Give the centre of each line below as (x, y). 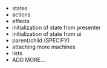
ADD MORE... (28, 60)
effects (21, 21)
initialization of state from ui (47, 34)
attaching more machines (44, 47)
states (20, 8)
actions (21, 15)
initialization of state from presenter (56, 27)
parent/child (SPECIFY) (41, 40)
